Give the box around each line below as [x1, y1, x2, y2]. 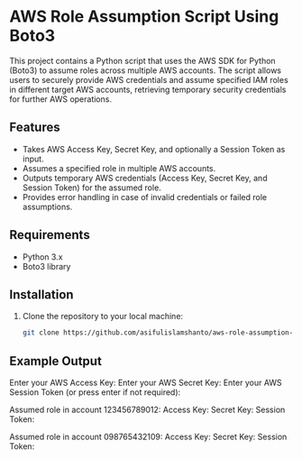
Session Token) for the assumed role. [22, 182, 162, 193]
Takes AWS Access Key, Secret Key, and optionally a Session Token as [22, 143, 286, 154]
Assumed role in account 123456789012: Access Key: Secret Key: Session [9, 404, 286, 416]
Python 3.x [22, 251, 63, 262]
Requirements [9, 227, 90, 243]
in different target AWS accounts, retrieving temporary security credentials [9, 84, 287, 95]
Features [9, 120, 60, 135]
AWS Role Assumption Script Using [9, 6, 279, 27]
